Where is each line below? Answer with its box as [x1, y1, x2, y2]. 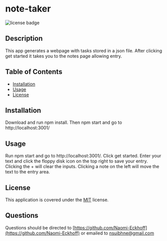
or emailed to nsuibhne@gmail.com [80, 230, 154, 236]
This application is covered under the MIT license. [5, 197, 109, 203]
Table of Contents [5, 67, 63, 76]
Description [5, 34, 43, 43]
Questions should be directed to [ [5, 224, 74, 230]
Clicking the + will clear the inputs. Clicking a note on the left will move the [5, 164, 159, 170]
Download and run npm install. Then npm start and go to [5, 119, 122, 126]
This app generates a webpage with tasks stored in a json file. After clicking [5, 47, 162, 53]
